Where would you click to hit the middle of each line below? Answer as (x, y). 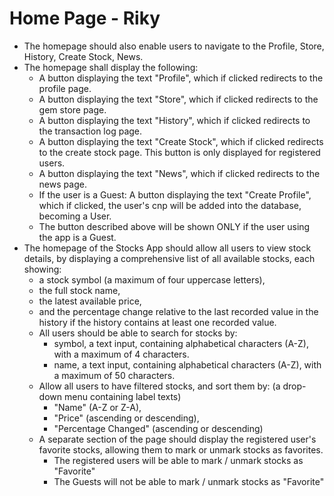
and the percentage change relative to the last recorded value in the (178, 311)
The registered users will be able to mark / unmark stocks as (178, 460)
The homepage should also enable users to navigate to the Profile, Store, (174, 46)
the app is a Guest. (77, 237)
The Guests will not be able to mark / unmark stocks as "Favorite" (189, 481)
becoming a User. (75, 216)
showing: (42, 269)
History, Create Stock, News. (83, 56)
